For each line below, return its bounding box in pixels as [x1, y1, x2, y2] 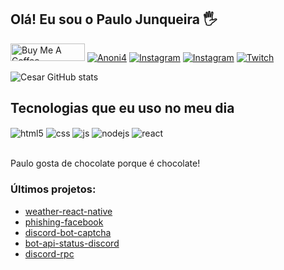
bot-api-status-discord [24, 237, 120, 249]
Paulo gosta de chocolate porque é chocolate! [10, 157, 201, 170]
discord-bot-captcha [24, 226, 112, 238]
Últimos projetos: [10, 182, 97, 196]
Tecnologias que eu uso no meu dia [10, 100, 235, 117]
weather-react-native [24, 205, 113, 217]
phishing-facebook [24, 216, 104, 228]
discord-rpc [24, 247, 75, 260]
